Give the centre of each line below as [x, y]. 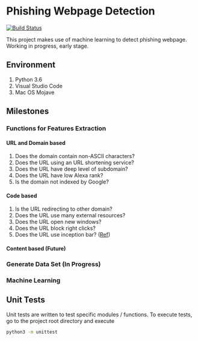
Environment [31, 65]
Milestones [28, 111]
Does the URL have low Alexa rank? [59, 176]
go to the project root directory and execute [60, 320]
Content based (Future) [36, 249]
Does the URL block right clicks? [55, 228]
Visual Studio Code [39, 86]
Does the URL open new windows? [58, 222]
